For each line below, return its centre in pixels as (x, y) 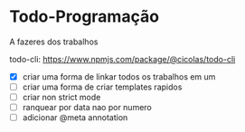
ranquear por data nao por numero (87, 108)
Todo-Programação (85, 17)
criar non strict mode (61, 98)
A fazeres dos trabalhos (54, 42)
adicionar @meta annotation (75, 118)
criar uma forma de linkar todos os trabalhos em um (119, 76)
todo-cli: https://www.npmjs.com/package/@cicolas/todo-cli (122, 59)
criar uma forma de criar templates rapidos (102, 87)
